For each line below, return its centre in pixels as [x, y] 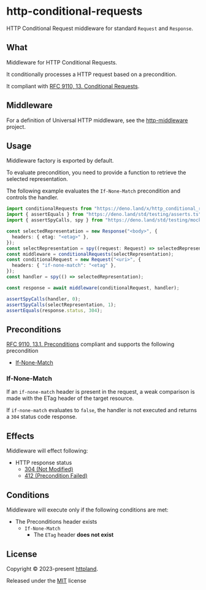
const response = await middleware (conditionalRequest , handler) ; [93, 288]
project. [16, 126]
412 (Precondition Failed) [56, 476]
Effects [21, 436]
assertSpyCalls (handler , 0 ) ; [44, 299]
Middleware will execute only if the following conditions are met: [87, 510]
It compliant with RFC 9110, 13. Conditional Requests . [73, 86]
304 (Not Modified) [49, 469]
